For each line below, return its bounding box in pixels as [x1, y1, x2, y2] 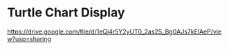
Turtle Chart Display [7, 5, 125, 21]
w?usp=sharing [7, 34, 52, 42]
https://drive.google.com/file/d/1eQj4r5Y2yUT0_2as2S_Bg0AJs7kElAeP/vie [7, 27, 222, 36]
